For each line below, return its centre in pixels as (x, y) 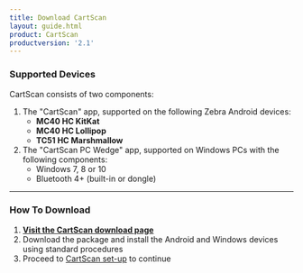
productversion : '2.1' (52, 43)
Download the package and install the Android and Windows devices (150, 239)
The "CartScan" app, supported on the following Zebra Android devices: (156, 111)
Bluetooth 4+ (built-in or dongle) (96, 178)
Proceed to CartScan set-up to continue (96, 259)
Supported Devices (53, 75)
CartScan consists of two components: (82, 94)
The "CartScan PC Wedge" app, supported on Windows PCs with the (151, 150)
